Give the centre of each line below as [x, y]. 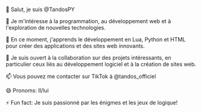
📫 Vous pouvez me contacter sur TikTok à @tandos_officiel [81, 76]
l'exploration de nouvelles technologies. [56, 28]
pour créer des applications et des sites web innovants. [75, 46]
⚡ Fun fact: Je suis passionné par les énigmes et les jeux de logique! [92, 103]
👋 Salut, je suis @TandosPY [40, 9]
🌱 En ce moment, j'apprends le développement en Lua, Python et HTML [96, 39]
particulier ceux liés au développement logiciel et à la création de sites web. [101, 64]
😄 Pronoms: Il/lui [27, 90]
